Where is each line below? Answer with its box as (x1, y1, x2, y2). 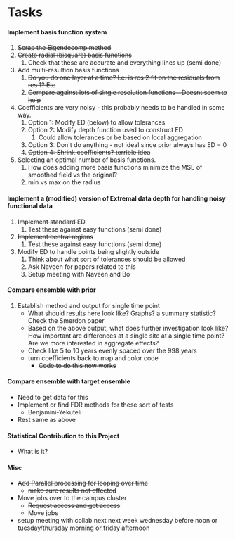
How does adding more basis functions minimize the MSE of (27, 163, 203, 172)
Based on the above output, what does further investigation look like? (27, 324, 229, 332)
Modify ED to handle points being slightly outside (17, 247, 160, 255)
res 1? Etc (27, 81, 56, 89)
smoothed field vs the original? (27, 170, 118, 179)
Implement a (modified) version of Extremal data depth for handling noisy (7, 194, 226, 203)
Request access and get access (27, 501, 121, 510)
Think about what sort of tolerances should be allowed (27, 255, 186, 263)
